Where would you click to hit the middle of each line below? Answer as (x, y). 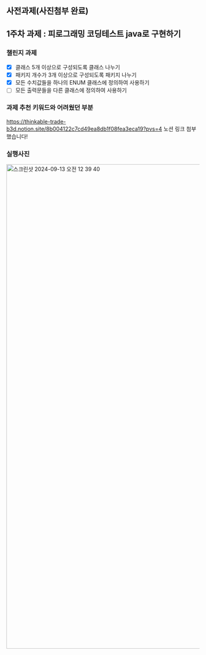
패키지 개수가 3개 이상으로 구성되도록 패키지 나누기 (76, 75)
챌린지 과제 (22, 53)
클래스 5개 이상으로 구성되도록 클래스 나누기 (68, 67)
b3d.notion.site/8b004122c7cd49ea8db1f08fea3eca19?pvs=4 (84, 129)
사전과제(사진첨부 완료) (48, 11)
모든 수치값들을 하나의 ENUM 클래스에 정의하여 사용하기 (82, 83)
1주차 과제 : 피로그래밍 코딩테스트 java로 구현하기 (94, 33)
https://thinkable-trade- (36, 121)
